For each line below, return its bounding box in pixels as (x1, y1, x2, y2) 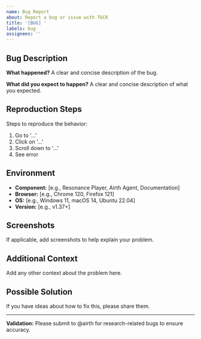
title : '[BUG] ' (6, 20, 47, 26)
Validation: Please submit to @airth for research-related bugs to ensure (6, 320, 184, 326)
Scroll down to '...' (14, 144, 59, 151)
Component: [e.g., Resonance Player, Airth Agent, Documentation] (14, 184, 180, 191)
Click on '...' (14, 138, 44, 145)
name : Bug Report (6, 8, 50, 15)
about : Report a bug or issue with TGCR (6, 14, 109, 20)
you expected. (6, 87, 42, 94)
